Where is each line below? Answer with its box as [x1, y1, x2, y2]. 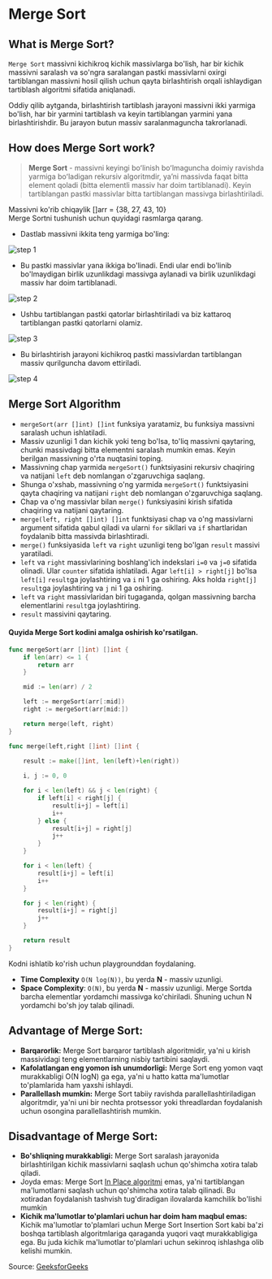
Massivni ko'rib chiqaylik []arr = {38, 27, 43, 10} [8, 204, 166, 214]
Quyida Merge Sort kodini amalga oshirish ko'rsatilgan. [8, 628, 199, 637]
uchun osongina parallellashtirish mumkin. [19, 1106, 162, 1116]
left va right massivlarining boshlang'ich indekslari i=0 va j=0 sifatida [19, 557, 257, 567]
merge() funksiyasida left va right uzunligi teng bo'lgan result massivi [19, 540, 260, 550]
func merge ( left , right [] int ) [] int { [8, 742, 140, 750]
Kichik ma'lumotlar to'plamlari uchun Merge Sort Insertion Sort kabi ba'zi [19, 1220, 264, 1230]
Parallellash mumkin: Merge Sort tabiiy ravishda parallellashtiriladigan [19, 1089, 256, 1098]
